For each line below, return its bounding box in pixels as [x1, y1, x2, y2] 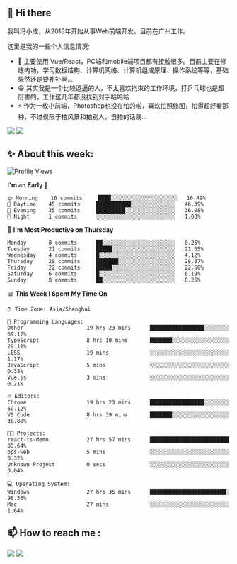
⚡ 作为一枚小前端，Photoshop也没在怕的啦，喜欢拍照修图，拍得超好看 [17, 101, 223, 110]
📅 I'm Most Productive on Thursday [7, 225, 114, 234]
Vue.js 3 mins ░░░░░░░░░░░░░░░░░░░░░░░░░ [7, 374, 230, 381]
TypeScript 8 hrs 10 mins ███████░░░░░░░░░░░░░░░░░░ [7, 336, 230, 344]
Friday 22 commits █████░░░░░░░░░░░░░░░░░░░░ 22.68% [7, 264, 204, 271]
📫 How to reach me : [7, 527, 101, 539]
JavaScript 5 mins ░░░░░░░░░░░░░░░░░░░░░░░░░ [7, 361, 230, 369]
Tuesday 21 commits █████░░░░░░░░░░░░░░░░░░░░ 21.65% [7, 245, 204, 253]
